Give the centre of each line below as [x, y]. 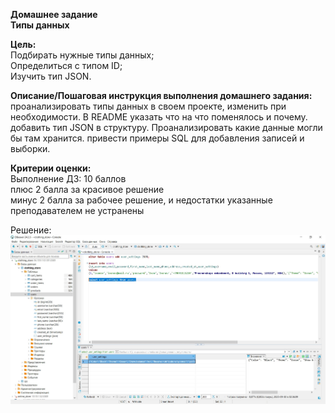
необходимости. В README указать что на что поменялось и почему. [159, 117]
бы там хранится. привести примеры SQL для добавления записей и [157, 138]
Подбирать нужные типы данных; [82, 55]
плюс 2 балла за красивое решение [87, 189]
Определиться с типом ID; [66, 65]
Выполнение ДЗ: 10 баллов [68, 178]
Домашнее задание [54, 14]
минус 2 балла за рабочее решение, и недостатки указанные [141, 200]
